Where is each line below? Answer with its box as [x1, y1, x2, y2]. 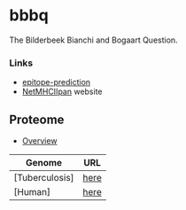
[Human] [13, 186, 51, 198]
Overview [21, 136, 58, 146]
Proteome [9, 112, 65, 127]
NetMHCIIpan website [21, 86, 103, 97]
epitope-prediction [21, 77, 91, 88]
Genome [25, 157, 63, 169]
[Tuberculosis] [13, 172, 74, 184]
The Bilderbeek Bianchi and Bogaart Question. [9, 35, 179, 45]
